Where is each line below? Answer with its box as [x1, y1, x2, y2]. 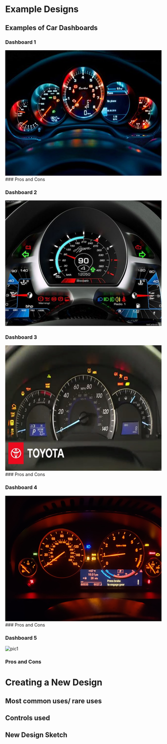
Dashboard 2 [5, 189, 37, 196]
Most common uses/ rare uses [5, 696, 102, 705]
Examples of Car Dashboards [5, 24, 98, 32]
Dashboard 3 [5, 334, 37, 341]
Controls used [5, 713, 50, 722]
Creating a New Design [5, 677, 102, 688]
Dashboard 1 [5, 39, 36, 46]
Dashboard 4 [5, 484, 37, 491]
